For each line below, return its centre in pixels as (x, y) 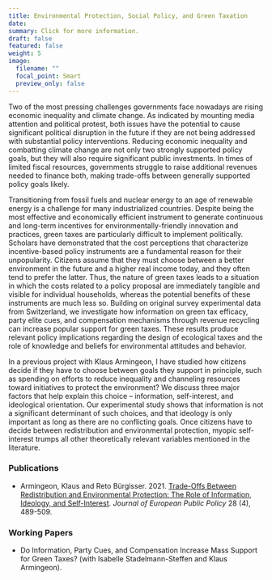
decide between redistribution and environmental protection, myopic (123, 430)
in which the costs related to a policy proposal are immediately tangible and (134, 286)
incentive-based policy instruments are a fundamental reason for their (125, 251)
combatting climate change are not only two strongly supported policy (125, 150)
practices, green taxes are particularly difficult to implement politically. (126, 234)
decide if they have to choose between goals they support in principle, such (135, 370)
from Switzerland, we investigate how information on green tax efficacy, (128, 311)
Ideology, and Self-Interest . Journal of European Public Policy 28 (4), (135, 503)
